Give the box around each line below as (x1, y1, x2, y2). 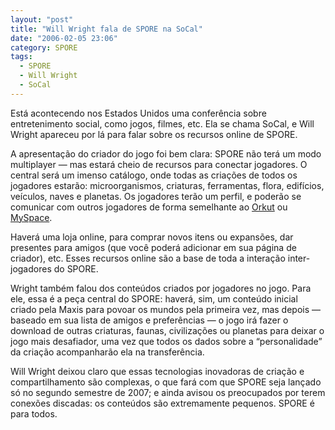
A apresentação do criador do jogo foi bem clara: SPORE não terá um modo (10, 147, 322, 160)
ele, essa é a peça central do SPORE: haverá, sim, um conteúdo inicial (10, 292, 298, 305)
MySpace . (10, 211, 53, 223)
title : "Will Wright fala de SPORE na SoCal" (10, 24, 203, 34)
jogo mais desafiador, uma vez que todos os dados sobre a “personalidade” (10, 335, 323, 347)
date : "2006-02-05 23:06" (10, 33, 118, 43)
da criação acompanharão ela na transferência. (10, 346, 205, 358)
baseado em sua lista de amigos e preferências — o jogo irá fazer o (10, 314, 289, 326)
